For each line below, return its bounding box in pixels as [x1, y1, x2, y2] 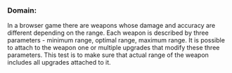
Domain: [7, 6, 37, 15]
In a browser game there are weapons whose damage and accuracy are [7, 22, 216, 30]
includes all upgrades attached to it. [7, 58, 111, 67]
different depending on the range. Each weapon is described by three [7, 29, 209, 37]
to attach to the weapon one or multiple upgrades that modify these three [7, 44, 220, 52]
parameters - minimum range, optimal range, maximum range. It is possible [7, 36, 225, 44]
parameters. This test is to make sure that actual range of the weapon [7, 51, 210, 59]
